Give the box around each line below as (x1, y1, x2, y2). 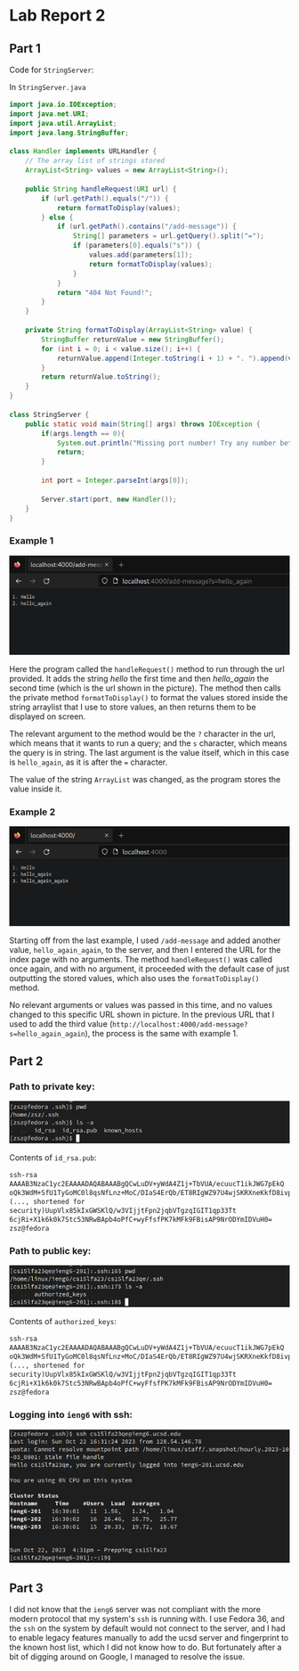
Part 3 (9, 1580, 44, 1595)
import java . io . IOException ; (9, 100, 117, 109)
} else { (41, 213, 74, 222)
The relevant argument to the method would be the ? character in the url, (9, 728, 276, 740)
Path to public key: (9, 1244, 92, 1257)
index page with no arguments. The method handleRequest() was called (9, 954, 273, 964)
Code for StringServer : (9, 64, 94, 75)
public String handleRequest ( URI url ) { (25, 184, 177, 193)
